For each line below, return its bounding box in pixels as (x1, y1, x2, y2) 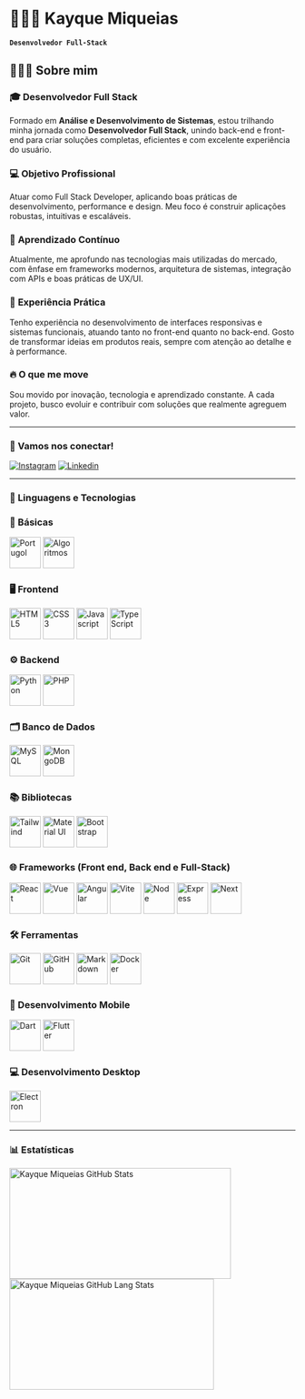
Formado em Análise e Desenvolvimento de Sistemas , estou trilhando (9, 115, 274, 126)
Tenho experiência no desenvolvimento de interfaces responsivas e (9, 317, 263, 327)
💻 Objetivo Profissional (9, 167, 116, 180)
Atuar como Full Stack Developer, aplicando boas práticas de (9, 191, 238, 202)
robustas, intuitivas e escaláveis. (9, 210, 132, 221)
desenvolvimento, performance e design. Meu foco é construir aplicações (9, 200, 286, 212)
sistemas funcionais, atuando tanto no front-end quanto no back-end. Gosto (9, 327, 295, 337)
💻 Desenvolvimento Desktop (9, 1066, 141, 1079)
